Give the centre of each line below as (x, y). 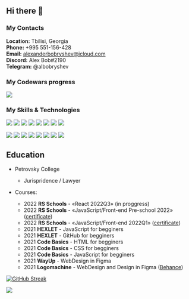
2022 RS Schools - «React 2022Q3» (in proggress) (86, 204)
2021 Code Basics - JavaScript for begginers (79, 255)
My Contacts (25, 28)
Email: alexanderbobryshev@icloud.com (56, 54)
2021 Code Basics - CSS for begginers (71, 248)
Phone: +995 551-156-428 (39, 47)
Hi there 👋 (25, 11)
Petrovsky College (37, 169)
